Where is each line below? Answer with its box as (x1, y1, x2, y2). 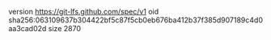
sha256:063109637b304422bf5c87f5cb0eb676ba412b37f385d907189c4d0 (8, 15, 263, 25)
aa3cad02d (8, 24, 47, 33)
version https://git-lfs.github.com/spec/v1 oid (8, 7, 159, 16)
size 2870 (48, 24, 81, 33)
